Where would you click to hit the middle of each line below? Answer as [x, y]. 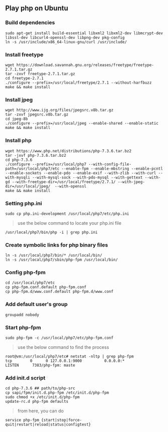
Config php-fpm [25, 273]
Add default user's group [36, 304]
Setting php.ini [24, 203]
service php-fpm [22, 420]
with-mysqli [18, 177]
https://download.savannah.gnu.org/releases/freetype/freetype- [85, 65]
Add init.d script [25, 378]
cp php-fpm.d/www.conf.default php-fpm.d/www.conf [59, 292]
